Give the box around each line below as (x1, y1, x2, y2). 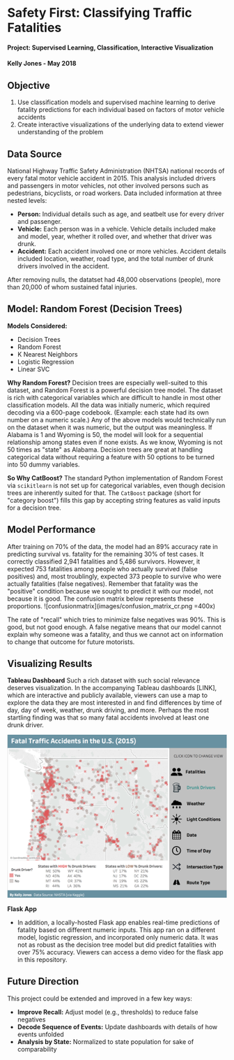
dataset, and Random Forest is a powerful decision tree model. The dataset (7, 386, 223, 394)
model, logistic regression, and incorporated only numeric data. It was (17, 933, 219, 942)
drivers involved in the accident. (17, 262, 110, 270)
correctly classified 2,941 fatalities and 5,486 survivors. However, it (7, 557, 201, 566)
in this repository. (17, 956, 68, 964)
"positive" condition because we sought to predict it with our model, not (7, 587, 214, 595)
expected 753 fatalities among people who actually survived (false (7, 564, 198, 573)
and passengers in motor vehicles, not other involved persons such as (7, 182, 209, 189)
